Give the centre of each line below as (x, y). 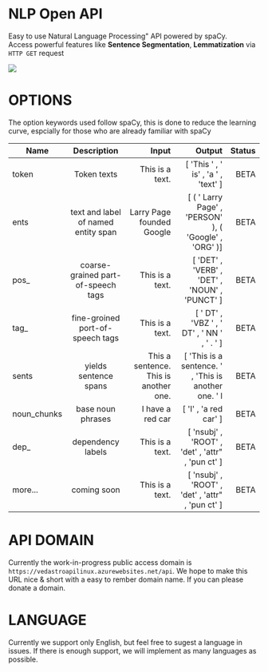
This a (160, 356)
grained (85, 275)
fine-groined (96, 318)
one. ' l (210, 396)
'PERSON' (204, 217)
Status (243, 150)
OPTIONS (40, 100)
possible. (23, 659)
